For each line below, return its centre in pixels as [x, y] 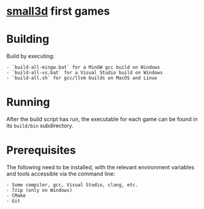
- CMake [16, 196]
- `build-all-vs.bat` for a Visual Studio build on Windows [85, 73]
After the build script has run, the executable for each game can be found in [102, 119]
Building [28, 39]
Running [28, 102]
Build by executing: [31, 56]
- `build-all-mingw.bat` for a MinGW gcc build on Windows [83, 68]
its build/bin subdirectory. [40, 126]
